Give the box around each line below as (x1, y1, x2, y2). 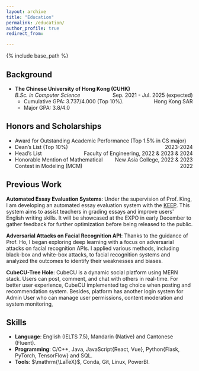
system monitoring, (6, 300, 53, 307)
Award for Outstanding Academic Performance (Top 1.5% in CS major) (14, 137, 187, 144)
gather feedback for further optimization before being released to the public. (6, 220, 193, 227)
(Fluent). (14, 340, 36, 347)
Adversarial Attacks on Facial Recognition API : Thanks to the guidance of (6, 232, 188, 239)
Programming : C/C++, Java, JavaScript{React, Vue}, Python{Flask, (14, 345, 180, 353)
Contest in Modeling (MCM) (14, 162, 83, 169)
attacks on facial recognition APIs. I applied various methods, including (6, 245, 179, 252)
